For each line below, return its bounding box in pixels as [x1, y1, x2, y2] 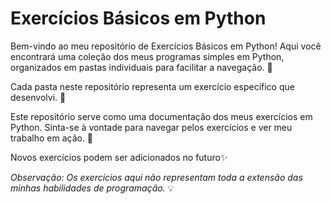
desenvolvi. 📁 [10, 91, 67, 103]
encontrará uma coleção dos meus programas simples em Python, [10, 50, 285, 62]
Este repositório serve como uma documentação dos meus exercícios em [10, 110, 313, 122]
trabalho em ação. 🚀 [10, 132, 94, 144]
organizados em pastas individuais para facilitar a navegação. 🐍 [10, 61, 273, 73]
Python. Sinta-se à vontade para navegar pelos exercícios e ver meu [10, 121, 293, 133]
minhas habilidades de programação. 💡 [10, 182, 175, 194]
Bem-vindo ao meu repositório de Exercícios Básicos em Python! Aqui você [10, 40, 322, 52]
